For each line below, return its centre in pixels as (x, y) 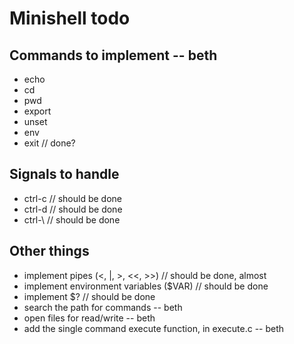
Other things (49, 251)
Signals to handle (64, 174)
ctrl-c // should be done (72, 198)
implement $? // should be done (89, 296)
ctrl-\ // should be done (72, 219)
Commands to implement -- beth (113, 55)
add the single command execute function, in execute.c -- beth (154, 328)
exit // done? (49, 143)
